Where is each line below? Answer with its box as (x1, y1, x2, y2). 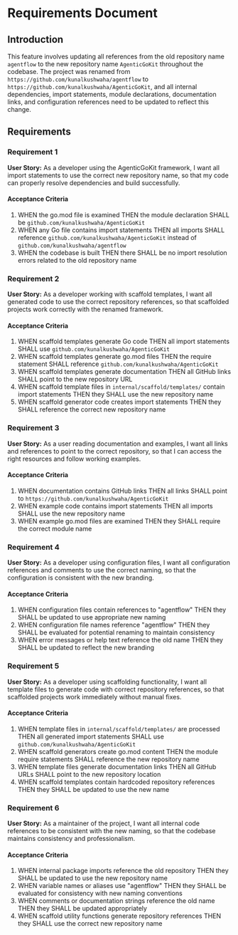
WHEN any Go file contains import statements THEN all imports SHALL (17, 226, 225, 234)
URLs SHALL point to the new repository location (17, 770, 161, 778)
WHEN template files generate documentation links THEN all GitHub (17, 762, 217, 771)
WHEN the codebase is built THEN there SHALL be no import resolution (17, 248, 227, 257)
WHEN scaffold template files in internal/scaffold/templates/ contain (17, 382, 225, 391)
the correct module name (17, 524, 92, 533)
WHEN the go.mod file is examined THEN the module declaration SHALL (17, 210, 229, 219)
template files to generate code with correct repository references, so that (7, 685, 225, 694)
